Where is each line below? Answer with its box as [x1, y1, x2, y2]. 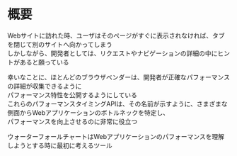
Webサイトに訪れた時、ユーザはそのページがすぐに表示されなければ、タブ [7, 31, 225, 40]
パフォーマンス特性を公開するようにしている [7, 90, 138, 99]
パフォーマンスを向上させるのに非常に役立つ [7, 117, 138, 126]
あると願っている [19, 57, 69, 66]
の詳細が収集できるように [7, 82, 82, 90]
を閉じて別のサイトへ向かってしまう [7, 40, 113, 48]
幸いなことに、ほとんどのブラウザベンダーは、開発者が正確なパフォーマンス [7, 72, 230, 82]
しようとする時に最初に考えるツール [7, 141, 112, 150]
